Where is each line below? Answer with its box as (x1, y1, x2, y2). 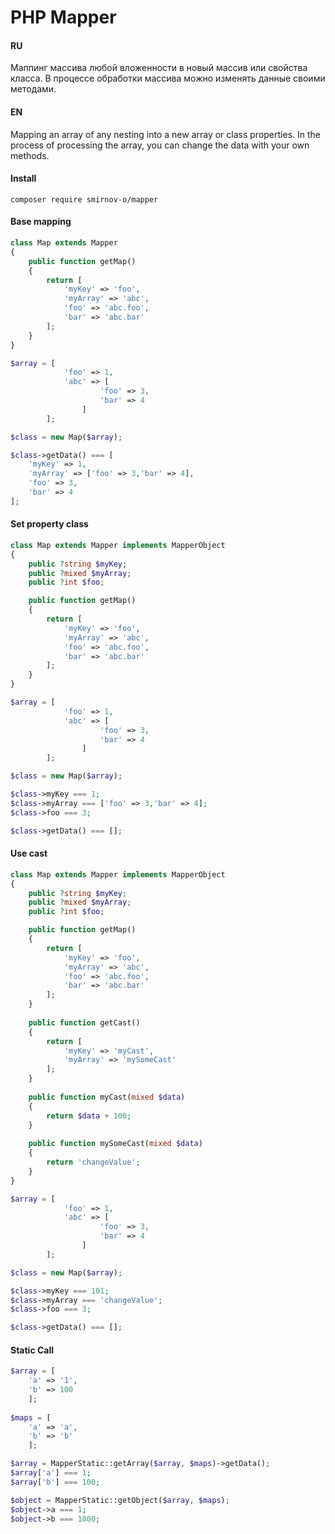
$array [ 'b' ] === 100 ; (10, 1477, 101, 1487)
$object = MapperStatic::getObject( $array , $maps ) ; (10, 1495, 230, 1505)
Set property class (10, 518, 89, 530)
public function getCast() (28, 1017, 141, 1028)
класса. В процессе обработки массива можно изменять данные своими (10, 72, 326, 85)
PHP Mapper (10, 6, 117, 29)
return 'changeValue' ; (46, 1157, 141, 1168)
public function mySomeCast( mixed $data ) (28, 1139, 203, 1149)
